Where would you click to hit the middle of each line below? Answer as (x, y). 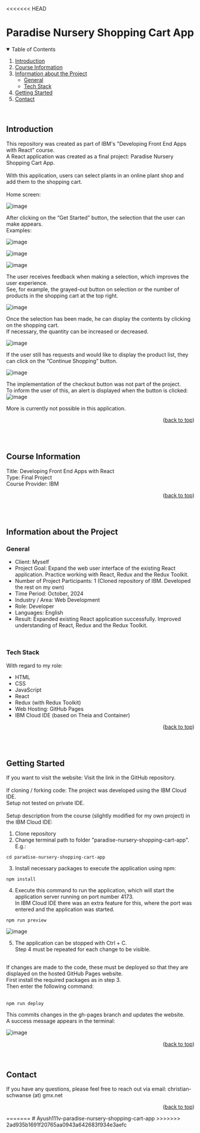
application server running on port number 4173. (74, 897)
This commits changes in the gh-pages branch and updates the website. (96, 1015)
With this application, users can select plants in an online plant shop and (95, 175)
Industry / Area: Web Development (57, 600)
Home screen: (24, 194)
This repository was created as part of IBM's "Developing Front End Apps (96, 143)
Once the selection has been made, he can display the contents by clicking (99, 318)
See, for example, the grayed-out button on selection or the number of (93, 289)
